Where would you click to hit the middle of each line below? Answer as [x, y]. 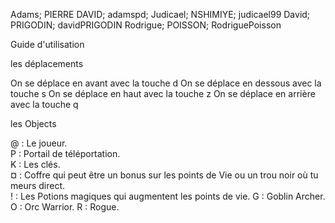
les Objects [33, 123]
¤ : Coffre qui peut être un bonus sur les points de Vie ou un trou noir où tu [164, 175]
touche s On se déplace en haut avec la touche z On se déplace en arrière [163, 93]
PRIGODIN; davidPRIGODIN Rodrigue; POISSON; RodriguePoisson [146, 25]
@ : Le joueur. [39, 143]
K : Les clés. [35, 164]
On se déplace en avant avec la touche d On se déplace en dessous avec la [166, 83]
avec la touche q [44, 104]
